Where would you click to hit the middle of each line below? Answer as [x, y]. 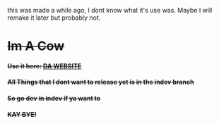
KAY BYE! [22, 114]
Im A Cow [36, 46]
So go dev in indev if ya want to [54, 98]
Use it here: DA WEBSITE [45, 66]
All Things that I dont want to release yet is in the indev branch [101, 82]
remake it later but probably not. [54, 18]
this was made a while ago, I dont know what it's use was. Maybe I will [110, 10]
